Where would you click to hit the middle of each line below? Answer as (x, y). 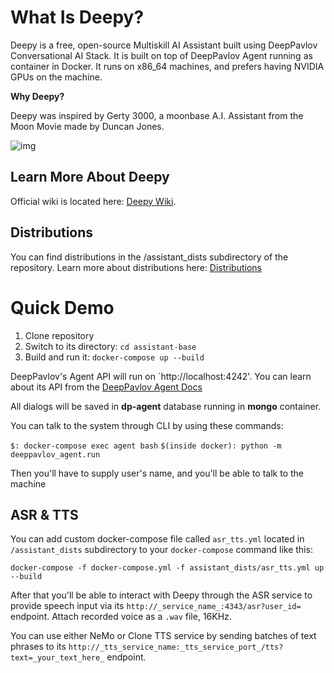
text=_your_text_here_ (57, 658)
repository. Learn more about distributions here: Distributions (136, 267)
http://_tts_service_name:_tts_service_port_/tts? (176, 647)
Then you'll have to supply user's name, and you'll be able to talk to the (157, 473)
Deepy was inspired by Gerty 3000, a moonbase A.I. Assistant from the (157, 115)
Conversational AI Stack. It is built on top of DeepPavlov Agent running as (161, 55)
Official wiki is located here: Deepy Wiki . (93, 201)
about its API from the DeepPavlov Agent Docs (106, 387)
